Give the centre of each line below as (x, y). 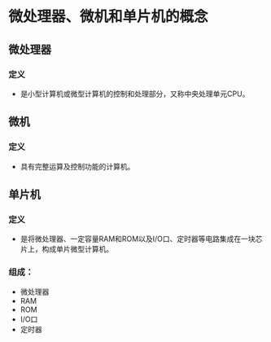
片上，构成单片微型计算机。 (67, 249)
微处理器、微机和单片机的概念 (109, 17)
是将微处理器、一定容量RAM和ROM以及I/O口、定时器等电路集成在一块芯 (141, 239)
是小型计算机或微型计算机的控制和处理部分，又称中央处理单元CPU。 (135, 94)
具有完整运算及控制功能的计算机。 (77, 166)
